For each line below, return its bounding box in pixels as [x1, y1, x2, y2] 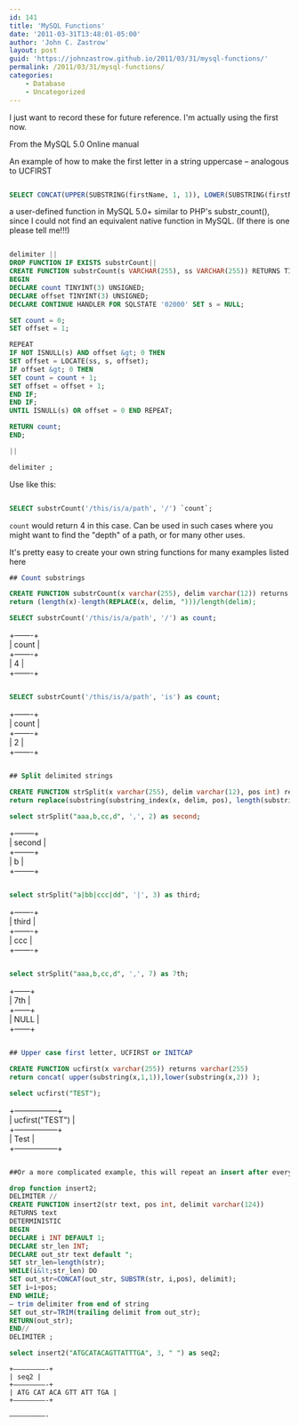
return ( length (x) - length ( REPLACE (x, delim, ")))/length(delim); [9, 598, 256, 607]
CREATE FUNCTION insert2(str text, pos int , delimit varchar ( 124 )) [9, 1200, 265, 1210]
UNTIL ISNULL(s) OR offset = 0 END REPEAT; [9, 407, 174, 415]
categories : [9, 71, 53, 80]
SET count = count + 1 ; [9, 373, 98, 383]
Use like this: [9, 479, 56, 489]
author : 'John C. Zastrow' [9, 37, 109, 47]
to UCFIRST [9, 165, 53, 176]
